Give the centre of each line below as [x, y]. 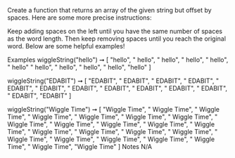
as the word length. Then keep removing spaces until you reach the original [117, 39]
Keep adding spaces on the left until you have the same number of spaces [115, 31]
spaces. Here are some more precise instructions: [80, 18]
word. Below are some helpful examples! [66, 46]
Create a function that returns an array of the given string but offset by [110, 10]
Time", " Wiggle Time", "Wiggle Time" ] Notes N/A [80, 146]
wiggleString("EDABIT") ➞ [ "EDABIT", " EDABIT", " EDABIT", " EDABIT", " [113, 81]
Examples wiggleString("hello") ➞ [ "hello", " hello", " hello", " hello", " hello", [118, 60]
